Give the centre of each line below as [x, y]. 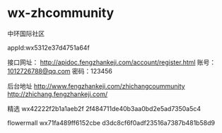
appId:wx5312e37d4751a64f [48, 47]
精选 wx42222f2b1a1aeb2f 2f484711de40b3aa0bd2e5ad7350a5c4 [104, 108]
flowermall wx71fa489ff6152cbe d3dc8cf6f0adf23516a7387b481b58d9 [111, 122]
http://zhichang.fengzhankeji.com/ [58, 94]
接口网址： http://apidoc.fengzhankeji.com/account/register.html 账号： [112, 62]
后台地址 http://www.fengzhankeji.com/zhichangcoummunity [96, 86]
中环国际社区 [26, 33]
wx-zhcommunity [61, 13]
